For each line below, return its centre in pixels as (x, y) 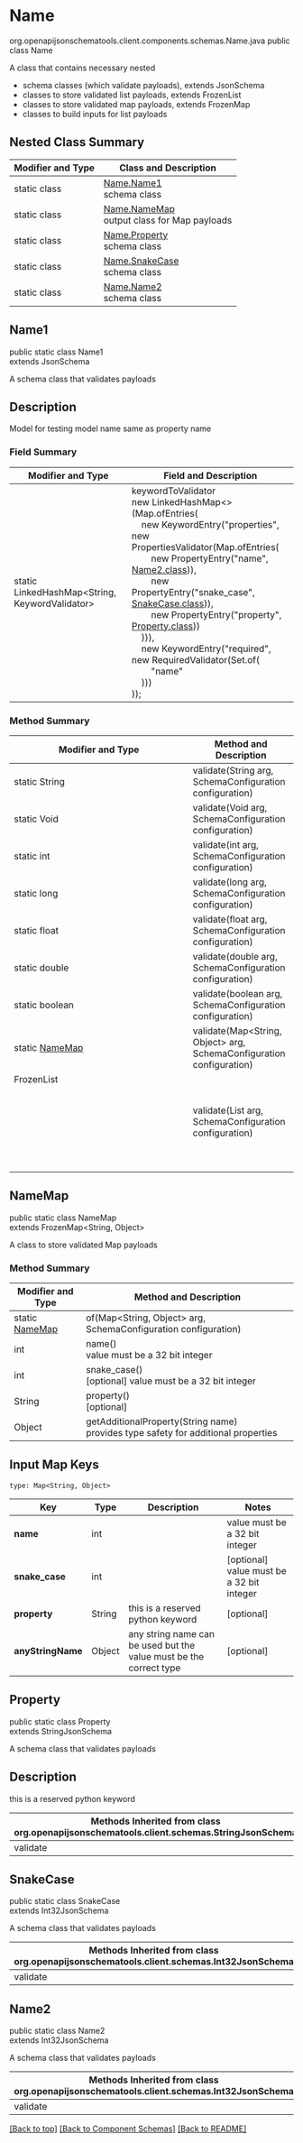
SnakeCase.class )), (172, 603)
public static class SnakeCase (65, 1901)
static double (41, 968)
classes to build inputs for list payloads (95, 114)
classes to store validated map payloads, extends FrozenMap (136, 104)
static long (36, 893)
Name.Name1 (133, 183)
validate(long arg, (230, 882)
